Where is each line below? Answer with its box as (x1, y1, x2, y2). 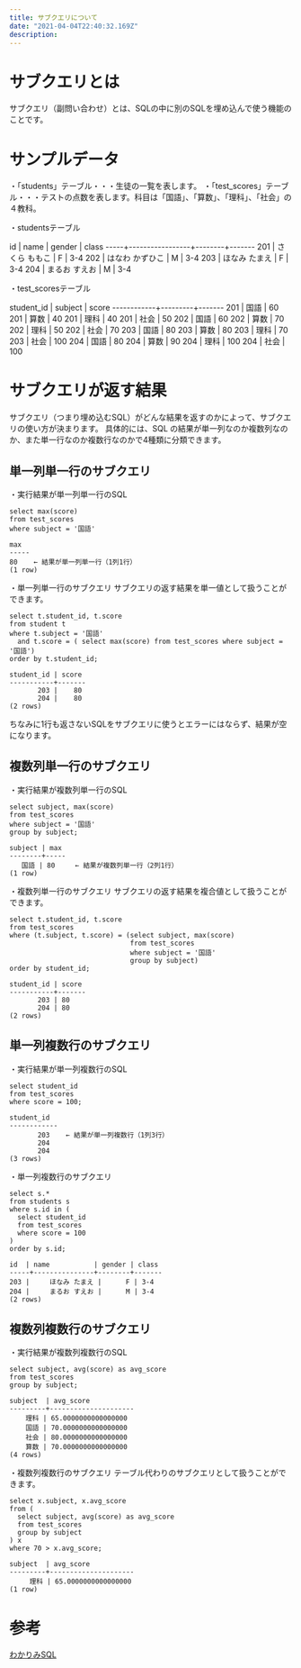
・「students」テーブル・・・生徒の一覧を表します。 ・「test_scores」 (9, 181, 267, 192)
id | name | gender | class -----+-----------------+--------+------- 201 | (9, 241, 276, 252)
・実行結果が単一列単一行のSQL (9, 489, 128, 500)
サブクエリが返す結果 (9, 380, 168, 401)
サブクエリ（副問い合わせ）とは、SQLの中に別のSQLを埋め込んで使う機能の (9, 103, 292, 113)
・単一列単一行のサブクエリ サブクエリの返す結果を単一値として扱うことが (9, 583, 288, 593)
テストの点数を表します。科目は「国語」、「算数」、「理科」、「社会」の (40, 192, 292, 203)
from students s (9, 1197, 70, 1206)
